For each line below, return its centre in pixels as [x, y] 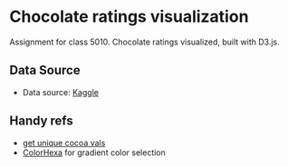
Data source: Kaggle [61, 92]
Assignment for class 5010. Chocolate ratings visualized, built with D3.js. [144, 42]
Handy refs [42, 121]
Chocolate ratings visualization [129, 17]
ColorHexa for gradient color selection [94, 152]
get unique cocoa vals [64, 142]
